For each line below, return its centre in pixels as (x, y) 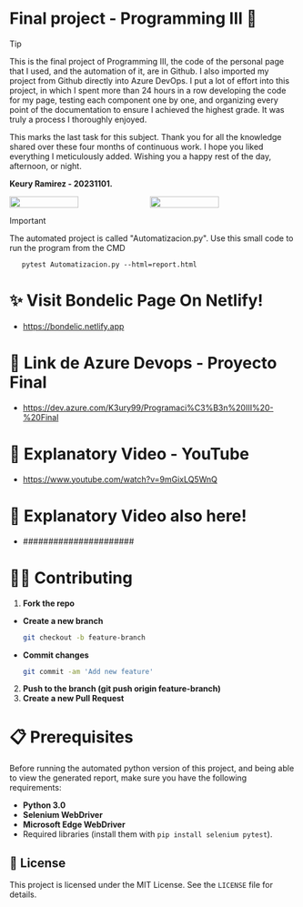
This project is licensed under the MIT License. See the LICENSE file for (141, 885)
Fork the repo (49, 603)
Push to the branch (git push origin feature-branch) (121, 689)
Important (28, 220)
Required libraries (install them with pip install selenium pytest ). (147, 834)
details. (23, 894)
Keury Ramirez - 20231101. (61, 183)
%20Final (40, 417)
